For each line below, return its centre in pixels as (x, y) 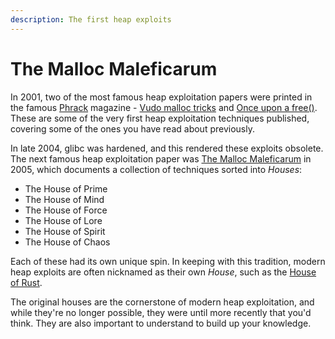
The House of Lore (63, 220)
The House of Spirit (65, 231)
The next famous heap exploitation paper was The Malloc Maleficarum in (161, 158)
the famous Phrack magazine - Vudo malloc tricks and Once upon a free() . (164, 107)
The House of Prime (66, 188)
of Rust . (26, 282)
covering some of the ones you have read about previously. (132, 128)
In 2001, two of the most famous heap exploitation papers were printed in (161, 97)
